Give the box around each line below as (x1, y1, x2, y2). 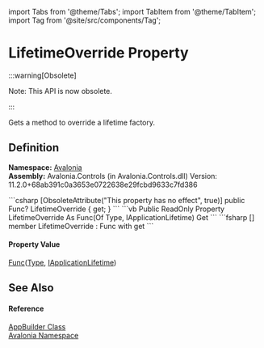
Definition (8, 141, 59, 155)
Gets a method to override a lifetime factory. (8, 117, 156, 127)
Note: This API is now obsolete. (8, 86, 113, 95)
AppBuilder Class (8, 321, 66, 331)
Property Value (8, 240, 61, 249)
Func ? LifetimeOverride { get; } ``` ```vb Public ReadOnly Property (8, 204, 224, 214)
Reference (8, 303, 44, 313)
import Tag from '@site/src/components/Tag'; (8, 15, 161, 25)
